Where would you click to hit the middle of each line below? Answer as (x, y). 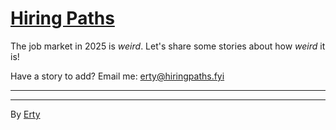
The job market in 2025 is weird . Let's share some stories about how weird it (168, 46)
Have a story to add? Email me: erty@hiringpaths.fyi (117, 76)
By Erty (25, 114)
